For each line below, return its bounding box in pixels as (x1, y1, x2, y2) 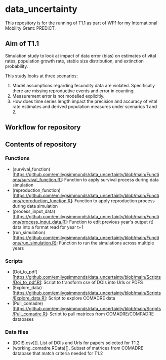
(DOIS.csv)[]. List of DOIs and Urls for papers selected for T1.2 (12, 340, 140, 346)
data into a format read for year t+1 (12, 224, 83, 230)
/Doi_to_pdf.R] (12, 279, 41, 286)
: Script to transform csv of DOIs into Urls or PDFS (41, 279, 143, 286)
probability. (5, 63, 28, 69)
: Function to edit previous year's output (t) (66, 219, 154, 225)
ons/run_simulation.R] (12, 240, 57, 246)
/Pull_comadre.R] (12, 311, 47, 317)
